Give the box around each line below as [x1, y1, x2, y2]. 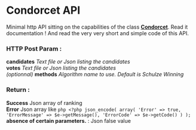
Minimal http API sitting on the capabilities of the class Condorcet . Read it [6, 23, 188, 30]
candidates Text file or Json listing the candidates [6, 58, 130, 66]
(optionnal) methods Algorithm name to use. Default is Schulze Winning [6, 71, 184, 78]
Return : [6, 86, 30, 94]
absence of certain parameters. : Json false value [6, 117, 131, 124]
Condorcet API [6, 4, 81, 17]
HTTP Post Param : [6, 44, 62, 52]
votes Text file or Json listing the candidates [6, 64, 117, 72]
